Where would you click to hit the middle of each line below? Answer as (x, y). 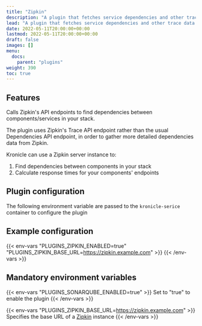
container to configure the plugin (47, 212)
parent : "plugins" (40, 62)
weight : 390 (21, 68)
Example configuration (50, 231)
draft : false (23, 40)
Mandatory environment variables (72, 278)
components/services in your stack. (50, 118)
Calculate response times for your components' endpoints (87, 173)
